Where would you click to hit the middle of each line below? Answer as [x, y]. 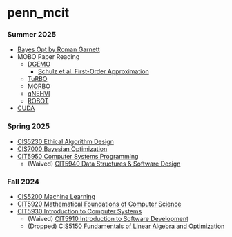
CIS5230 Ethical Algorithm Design [65, 141]
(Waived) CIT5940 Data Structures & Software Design [104, 164]
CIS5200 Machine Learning [56, 197]
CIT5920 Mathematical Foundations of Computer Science [99, 204]
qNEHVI [39, 94]
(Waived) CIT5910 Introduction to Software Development [108, 219]
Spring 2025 [29, 126]
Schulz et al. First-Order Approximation [94, 71]
